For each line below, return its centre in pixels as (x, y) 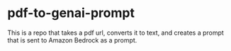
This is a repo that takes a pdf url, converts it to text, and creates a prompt (116, 33)
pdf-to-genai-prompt (71, 13)
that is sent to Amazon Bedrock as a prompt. (72, 40)
